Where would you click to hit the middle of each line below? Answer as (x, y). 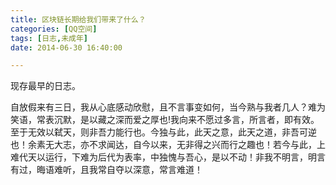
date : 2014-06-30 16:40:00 (66, 47)
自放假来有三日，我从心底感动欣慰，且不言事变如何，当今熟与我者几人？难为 (168, 107)
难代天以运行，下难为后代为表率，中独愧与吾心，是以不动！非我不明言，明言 (168, 157)
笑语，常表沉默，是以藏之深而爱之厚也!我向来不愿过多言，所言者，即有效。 (165, 120)
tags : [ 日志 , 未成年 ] (49, 38)
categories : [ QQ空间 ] (54, 29)
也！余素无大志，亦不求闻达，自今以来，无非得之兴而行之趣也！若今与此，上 (168, 145)
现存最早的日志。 (45, 86)
